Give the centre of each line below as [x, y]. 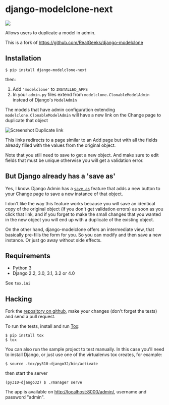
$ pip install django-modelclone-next [46, 70]
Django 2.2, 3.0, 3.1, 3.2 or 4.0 [44, 273]
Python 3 [22, 268]
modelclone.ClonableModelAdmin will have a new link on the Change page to [83, 115]
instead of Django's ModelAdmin [45, 100]
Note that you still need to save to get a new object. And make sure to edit [82, 155]
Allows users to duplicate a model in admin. [50, 33]
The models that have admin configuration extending [60, 109]
